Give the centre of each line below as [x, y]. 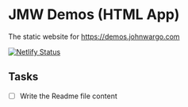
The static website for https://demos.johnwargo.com [94, 36]
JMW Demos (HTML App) [94, 15]
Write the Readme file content [68, 96]
